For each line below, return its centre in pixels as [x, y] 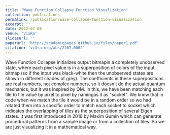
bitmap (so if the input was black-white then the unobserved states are [79, 73]
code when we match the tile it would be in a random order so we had [78, 100]
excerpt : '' [18, 24]
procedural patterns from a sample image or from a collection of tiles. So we [85, 121]
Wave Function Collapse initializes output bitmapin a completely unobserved [85, 62]
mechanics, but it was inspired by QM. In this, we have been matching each [84, 89]
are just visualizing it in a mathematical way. [51, 127]
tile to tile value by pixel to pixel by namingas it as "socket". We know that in [84, 94]
